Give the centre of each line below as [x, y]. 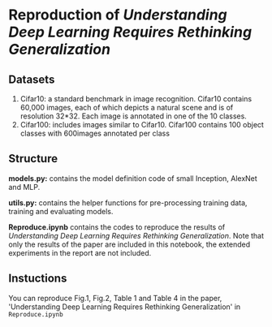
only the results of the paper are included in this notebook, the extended [130, 244]
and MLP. [24, 187]
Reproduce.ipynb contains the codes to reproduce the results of [117, 227]
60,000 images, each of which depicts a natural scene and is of [127, 108]
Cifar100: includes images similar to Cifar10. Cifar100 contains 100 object [142, 125]
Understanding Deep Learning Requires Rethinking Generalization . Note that [136, 235]
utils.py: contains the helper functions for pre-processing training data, [128, 202]
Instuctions [38, 279]
